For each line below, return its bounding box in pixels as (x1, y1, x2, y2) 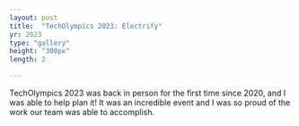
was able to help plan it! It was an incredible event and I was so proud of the (9, 97, 291, 108)
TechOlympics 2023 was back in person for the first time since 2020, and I (9, 87, 286, 98)
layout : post (9, 13, 58, 22)
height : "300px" (9, 47, 70, 56)
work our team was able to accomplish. (9, 107, 155, 117)
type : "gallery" (9, 38, 70, 48)
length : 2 (9, 55, 47, 64)
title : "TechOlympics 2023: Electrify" (9, 22, 163, 31)
